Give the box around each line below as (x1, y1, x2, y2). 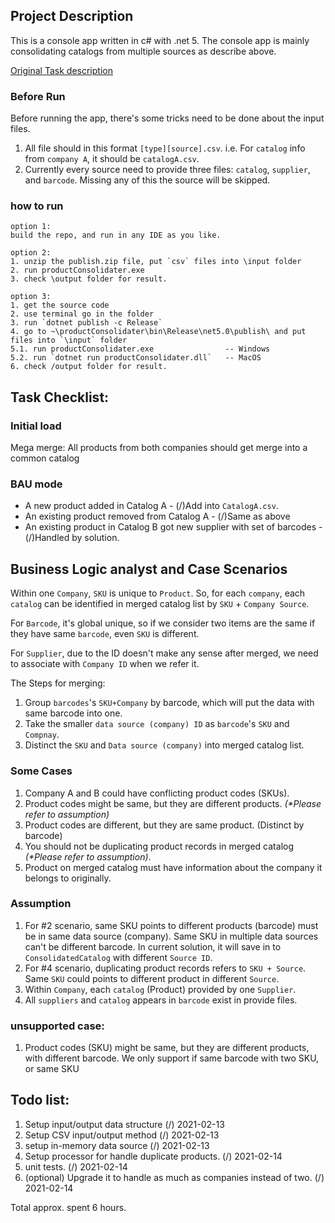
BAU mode (10, 477, 63, 491)
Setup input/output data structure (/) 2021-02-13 (24, 1118, 225, 1130)
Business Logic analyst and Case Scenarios (10, 560, 288, 578)
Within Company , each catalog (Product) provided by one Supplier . (24, 983, 297, 995)
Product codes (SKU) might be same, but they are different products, (24, 1042, 310, 1054)
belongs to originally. (24, 872, 112, 884)
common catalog (10, 452, 80, 464)
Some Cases (10, 764, 73, 778)
